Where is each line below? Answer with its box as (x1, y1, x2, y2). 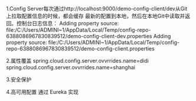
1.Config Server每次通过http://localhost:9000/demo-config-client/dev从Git (6, 5, 188, 12)
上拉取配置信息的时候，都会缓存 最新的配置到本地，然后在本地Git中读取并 (6, 12, 185, 19)
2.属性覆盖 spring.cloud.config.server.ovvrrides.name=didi (6, 58, 149, 64)
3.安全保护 (6, 76, 32, 83)
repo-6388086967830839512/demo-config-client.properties (6, 45, 155, 52)
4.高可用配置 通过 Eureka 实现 (6, 89, 79, 95)
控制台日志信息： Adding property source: (16, 20, 119, 26)
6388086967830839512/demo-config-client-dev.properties (6, 33, 152, 39)
